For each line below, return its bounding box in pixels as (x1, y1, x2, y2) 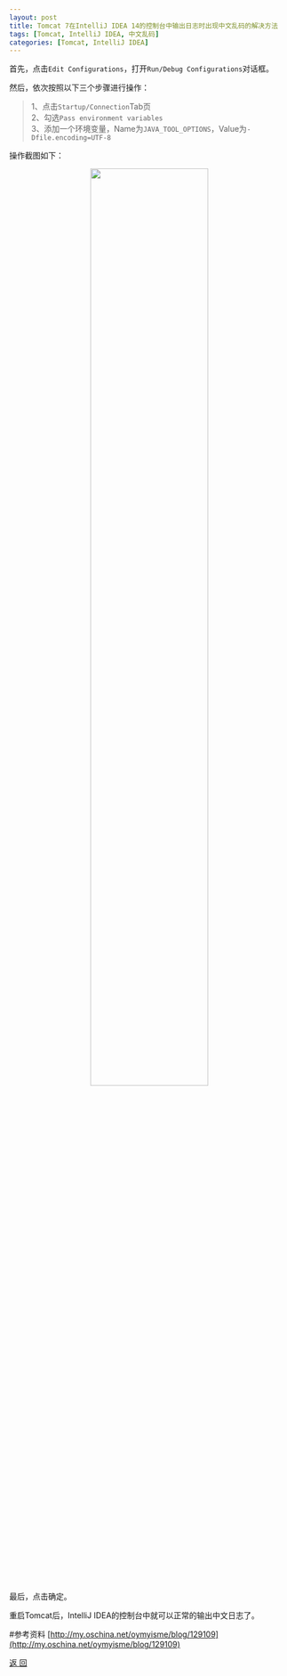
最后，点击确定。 (9, 1591, 72, 1602)
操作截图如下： (9, 151, 64, 161)
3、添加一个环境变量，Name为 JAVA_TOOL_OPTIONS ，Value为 (30, 124, 247, 134)
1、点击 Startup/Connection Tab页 (30, 102, 151, 112)
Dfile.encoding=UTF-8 (30, 134, 111, 142)
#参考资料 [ (9, 1629, 51, 1639)
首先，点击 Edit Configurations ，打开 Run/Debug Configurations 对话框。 (9, 63, 274, 74)
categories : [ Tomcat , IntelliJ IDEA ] (9, 37, 149, 47)
